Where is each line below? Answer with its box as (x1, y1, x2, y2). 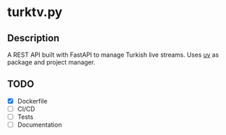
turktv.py (7, 4, 63, 20)
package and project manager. (7, 58, 96, 66)
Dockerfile (17, 97, 48, 105)
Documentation (17, 120, 62, 129)
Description (7, 32, 59, 44)
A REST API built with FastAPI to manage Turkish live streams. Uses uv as (7, 50, 219, 59)
